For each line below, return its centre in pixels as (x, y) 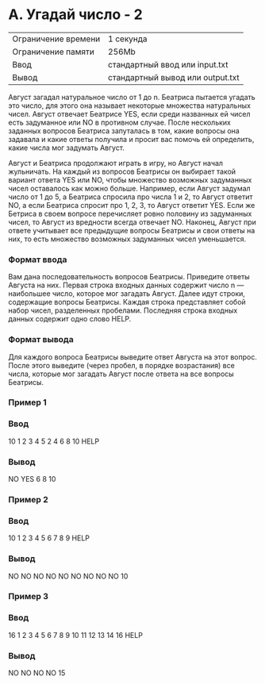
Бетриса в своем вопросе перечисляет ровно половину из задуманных (130, 213)
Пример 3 (29, 597)
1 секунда (128, 39)
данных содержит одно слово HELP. (70, 319)
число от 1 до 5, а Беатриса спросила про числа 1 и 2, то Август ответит (131, 197)
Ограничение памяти (54, 52)
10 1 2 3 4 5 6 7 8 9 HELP (49, 538)
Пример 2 (29, 499)
